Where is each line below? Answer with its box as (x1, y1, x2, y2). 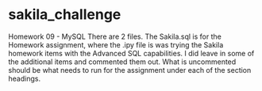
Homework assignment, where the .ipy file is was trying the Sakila (8, 40, 224, 49)
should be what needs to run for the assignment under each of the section (8, 65, 252, 74)
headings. (8, 74, 41, 83)
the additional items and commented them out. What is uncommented (8, 57, 237, 66)
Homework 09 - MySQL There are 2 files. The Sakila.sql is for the (8, 32, 222, 41)
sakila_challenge (8, 6, 121, 24)
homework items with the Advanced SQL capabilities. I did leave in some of (8, 48, 255, 58)
